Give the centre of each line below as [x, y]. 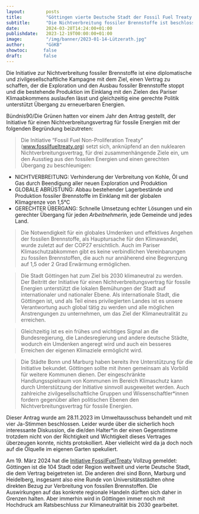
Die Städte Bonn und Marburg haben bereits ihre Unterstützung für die [107, 362]
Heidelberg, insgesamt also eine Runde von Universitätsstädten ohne [90, 480]
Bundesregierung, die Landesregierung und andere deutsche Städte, [105, 338]
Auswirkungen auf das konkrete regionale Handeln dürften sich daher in [94, 492]
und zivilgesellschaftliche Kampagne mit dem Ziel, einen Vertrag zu [88, 79]
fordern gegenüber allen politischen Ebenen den [80, 399]
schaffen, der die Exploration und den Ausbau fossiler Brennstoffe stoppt [95, 85]
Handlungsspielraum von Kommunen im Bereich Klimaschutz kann [102, 380]
